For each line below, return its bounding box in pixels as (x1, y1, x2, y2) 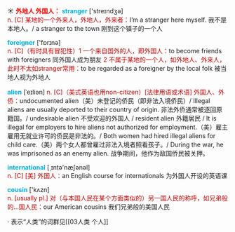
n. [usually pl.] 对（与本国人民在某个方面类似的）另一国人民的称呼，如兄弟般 (7, 194, 228, 202)
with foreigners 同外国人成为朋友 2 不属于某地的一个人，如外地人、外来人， (7, 55, 226, 64)
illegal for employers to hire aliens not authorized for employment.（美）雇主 (7, 123, 228, 131)
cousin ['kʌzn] (7, 186, 50, 193)
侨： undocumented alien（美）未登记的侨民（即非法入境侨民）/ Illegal (7, 97, 210, 104)
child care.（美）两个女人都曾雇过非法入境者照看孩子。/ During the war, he (7, 140, 224, 149)
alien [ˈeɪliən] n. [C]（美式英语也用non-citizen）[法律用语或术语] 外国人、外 (7, 88, 225, 96)
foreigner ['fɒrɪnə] (7, 39, 61, 46)
